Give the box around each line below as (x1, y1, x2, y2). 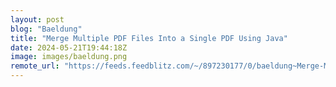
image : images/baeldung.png (10, 52, 128, 62)
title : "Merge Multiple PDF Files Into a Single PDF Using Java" (10, 33, 288, 43)
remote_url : (10, 61, 60, 71)
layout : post (10, 14, 65, 25)
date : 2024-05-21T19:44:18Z (10, 42, 128, 53)
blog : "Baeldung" (10, 24, 83, 34)
